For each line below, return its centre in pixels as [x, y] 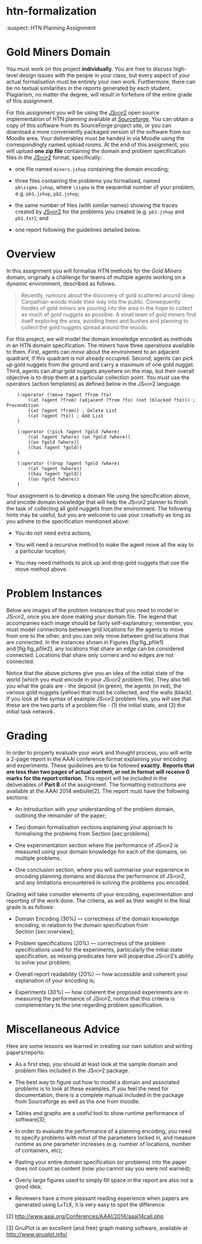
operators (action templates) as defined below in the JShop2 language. [94, 383]
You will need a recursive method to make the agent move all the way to [104, 544]
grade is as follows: [30, 907]
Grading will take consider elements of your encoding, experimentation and [100, 894]
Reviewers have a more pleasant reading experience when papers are [102, 1198]
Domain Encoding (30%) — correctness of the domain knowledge [97, 919]
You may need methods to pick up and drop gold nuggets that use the [102, 562]
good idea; [28, 1186]
